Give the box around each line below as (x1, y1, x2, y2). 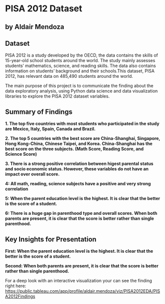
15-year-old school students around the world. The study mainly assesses (5, 58, 156, 64)
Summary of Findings (5, 107, 73, 116)
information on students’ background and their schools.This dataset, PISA (5, 68, 155, 74)
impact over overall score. (5, 171, 60, 177)
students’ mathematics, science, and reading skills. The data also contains (5, 63, 156, 69)
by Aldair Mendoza (5, 23, 65, 31)
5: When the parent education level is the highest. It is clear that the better (5, 196, 160, 202)
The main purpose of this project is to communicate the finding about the (5, 83, 154, 89)
